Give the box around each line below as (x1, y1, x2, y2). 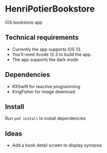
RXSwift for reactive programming (12, 83, 81, 89)
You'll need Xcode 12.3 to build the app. (12, 51, 92, 57)
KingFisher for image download (12, 89, 75, 94)
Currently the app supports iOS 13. (12, 46, 82, 52)
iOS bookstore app (5, 19, 43, 25)
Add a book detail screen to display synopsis (12, 142, 102, 148)
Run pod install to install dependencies (5, 115, 86, 122)
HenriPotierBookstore (5, 3, 95, 15)
